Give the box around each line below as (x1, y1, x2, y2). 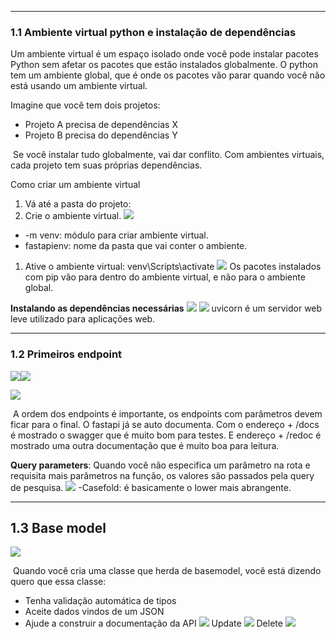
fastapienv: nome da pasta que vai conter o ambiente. (24, 240, 248, 252)
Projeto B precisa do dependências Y (24, 129, 178, 141)
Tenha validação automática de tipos (24, 595, 177, 607)
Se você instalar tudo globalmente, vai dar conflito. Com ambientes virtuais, (12, 149, 325, 161)
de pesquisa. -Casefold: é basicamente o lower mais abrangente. (10, 481, 292, 493)
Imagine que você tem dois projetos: (10, 99, 161, 111)
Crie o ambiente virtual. (24, 210, 122, 222)
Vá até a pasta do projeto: (24, 198, 132, 210)
